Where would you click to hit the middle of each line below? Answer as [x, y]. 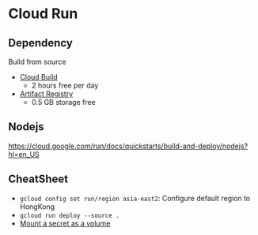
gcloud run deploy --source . [70, 215]
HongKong [37, 207]
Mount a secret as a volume [65, 223]
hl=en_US [24, 154]
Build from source [37, 62]
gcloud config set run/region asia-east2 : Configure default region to [135, 198]
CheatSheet [38, 179]
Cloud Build [38, 77]
